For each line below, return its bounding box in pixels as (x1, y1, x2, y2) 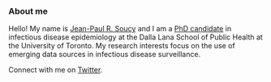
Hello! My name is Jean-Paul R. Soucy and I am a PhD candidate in (8, 24, 232, 34)
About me (8, 6, 49, 17)
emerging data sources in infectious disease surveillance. (8, 50, 201, 59)
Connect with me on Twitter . (8, 65, 103, 75)
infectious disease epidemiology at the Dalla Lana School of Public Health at (8, 32, 264, 42)
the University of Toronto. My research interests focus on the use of (8, 41, 235, 51)
